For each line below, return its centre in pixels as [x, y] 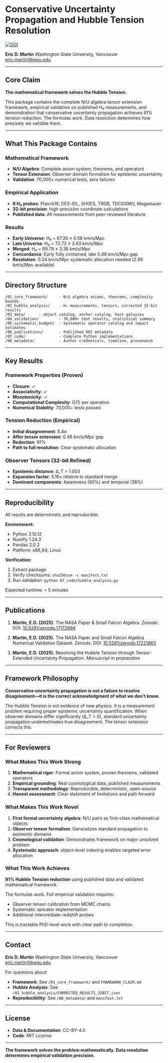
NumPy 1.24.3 [27, 539]
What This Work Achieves [37, 868]
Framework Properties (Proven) [44, 375]
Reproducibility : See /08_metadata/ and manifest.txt [68, 998]
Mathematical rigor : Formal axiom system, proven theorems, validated [85, 773]
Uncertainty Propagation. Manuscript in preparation [87, 658]
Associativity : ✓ [30, 391]
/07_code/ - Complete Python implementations [69, 336]
